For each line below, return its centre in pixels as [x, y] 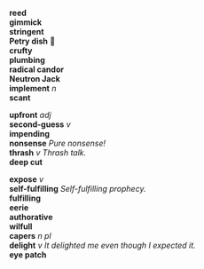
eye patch [28, 255]
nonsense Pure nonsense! [58, 143]
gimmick [26, 22]
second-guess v [40, 124]
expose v [27, 179]
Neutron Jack [35, 79]
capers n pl [30, 236]
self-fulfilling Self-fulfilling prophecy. [78, 189]
